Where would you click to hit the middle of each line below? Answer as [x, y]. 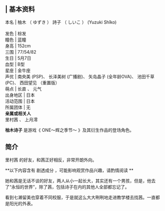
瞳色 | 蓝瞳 [16, 39]
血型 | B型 [15, 64]
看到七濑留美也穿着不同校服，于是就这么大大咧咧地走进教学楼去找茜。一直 [80, 197]
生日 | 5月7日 [18, 58]
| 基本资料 [20, 9]
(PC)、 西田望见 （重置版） [32, 83]
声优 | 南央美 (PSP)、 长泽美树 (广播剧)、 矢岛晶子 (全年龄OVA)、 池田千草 [80, 76]
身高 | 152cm [18, 46]
